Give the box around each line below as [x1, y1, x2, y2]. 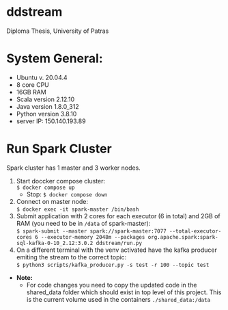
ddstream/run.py [96, 240, 143, 246]
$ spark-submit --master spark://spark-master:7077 [16, 227, 167, 235]
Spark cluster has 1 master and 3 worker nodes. [6, 164, 141, 172]
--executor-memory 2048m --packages [41, 233, 145, 240]
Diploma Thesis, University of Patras [6, 27, 109, 35]
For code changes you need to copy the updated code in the [26, 281, 197, 289]
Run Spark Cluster [6, 141, 112, 157]
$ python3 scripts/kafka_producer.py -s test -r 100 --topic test [16, 261, 210, 268]
